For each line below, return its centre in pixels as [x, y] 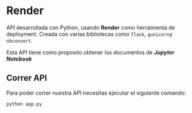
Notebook [19, 59]
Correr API [27, 78]
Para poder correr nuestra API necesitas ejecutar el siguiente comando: [96, 93]
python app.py [24, 104]
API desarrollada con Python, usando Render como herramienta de [91, 27]
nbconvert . [20, 40]
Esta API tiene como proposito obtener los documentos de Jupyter [91, 52]
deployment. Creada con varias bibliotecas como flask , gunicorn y [89, 34]
